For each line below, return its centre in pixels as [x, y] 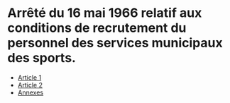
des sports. [42, 58]
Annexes [31, 92]
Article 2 [30, 85]
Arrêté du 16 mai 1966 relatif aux [105, 13]
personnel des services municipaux [115, 43]
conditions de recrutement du [97, 28]
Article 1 [29, 77]
